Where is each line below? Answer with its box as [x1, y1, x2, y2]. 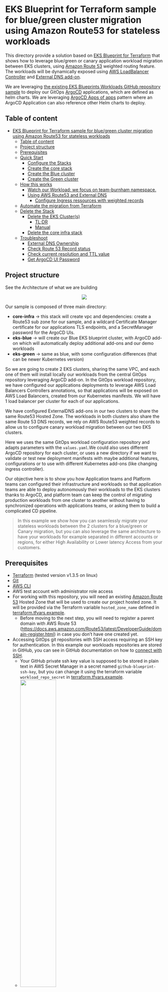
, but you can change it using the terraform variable [36, 669, 142, 675]
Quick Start [20, 154, 44, 160]
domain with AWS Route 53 [20, 620, 77, 626]
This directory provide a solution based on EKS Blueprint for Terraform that [5, 52, 160, 59]
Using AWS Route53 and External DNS [27, 192, 107, 198]
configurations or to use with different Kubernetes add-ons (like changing [5, 460, 157, 466]
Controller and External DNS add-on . [5, 74, 81, 80]
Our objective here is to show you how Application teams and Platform [5, 476, 151, 482]
